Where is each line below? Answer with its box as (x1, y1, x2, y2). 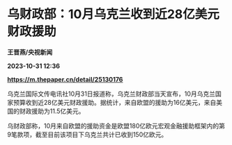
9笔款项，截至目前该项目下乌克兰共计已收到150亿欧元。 (7, 130, 168, 139)
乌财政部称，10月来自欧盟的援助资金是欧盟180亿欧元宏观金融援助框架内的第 (7, 121, 225, 130)
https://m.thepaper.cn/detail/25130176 (7, 75, 123, 83)
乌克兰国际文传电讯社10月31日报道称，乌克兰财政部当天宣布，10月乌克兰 (7, 89, 216, 98)
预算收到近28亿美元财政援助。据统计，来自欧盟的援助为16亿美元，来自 (13, 98, 217, 106)
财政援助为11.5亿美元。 (19, 107, 85, 115)
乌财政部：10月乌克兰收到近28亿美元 (7, 6, 219, 22)
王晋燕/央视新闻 (7, 48, 53, 56)
